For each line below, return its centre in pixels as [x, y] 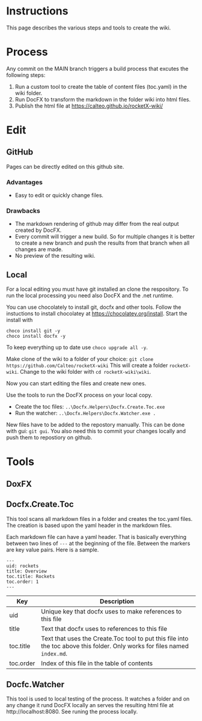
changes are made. [39, 249]
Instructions [37, 11]
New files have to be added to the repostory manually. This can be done [96, 425]
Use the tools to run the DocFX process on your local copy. [79, 395]
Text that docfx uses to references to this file [104, 628]
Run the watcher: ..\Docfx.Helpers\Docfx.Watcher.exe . [85, 413]
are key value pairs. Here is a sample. [53, 549]
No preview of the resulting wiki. [55, 256]
